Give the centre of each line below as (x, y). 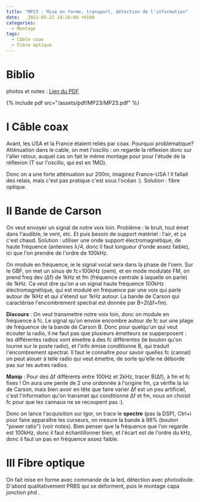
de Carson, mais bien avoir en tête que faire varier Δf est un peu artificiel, (96, 389)
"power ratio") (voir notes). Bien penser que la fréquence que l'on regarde (97, 426)
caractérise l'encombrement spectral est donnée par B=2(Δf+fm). (87, 302)
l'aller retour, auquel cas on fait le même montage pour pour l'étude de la (96, 156)
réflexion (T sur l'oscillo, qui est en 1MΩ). (56, 163)
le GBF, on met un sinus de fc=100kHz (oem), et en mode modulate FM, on (98, 271)
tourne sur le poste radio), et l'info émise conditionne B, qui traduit (88, 346)
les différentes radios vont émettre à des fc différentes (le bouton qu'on (94, 339)
